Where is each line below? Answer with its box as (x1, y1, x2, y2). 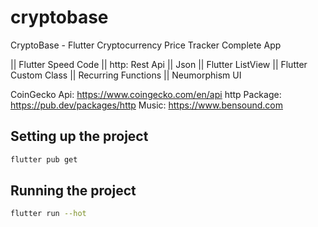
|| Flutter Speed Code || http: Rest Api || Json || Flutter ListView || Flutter (10, 58, 308, 70)
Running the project (10, 182, 137, 200)
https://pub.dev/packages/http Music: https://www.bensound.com (10, 99, 283, 111)
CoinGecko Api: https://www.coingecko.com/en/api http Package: (10, 88, 282, 100)
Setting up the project (10, 128, 149, 145)
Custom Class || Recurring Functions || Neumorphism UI (10, 69, 242, 81)
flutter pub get (10, 154, 78, 165)
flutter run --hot (10, 209, 87, 219)
